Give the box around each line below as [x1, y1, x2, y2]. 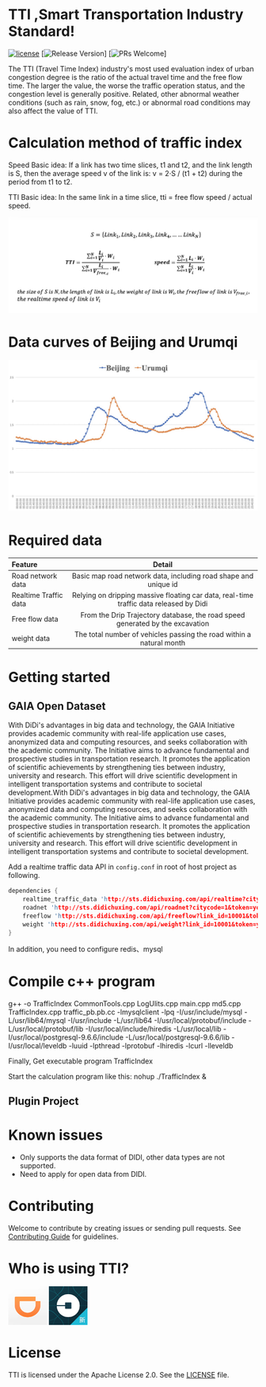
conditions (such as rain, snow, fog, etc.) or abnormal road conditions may [8, 98, 251, 107]
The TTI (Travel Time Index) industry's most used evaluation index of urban [8, 63, 255, 73]
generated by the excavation [116, 619, 210, 628]
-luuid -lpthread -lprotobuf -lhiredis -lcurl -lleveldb [68, 1040, 234, 1050]
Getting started [8, 668, 111, 686]
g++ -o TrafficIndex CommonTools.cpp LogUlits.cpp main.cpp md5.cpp [8, 998, 241, 1008]
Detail [153, 559, 173, 569]
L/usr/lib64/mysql [8, 1015, 66, 1025]
